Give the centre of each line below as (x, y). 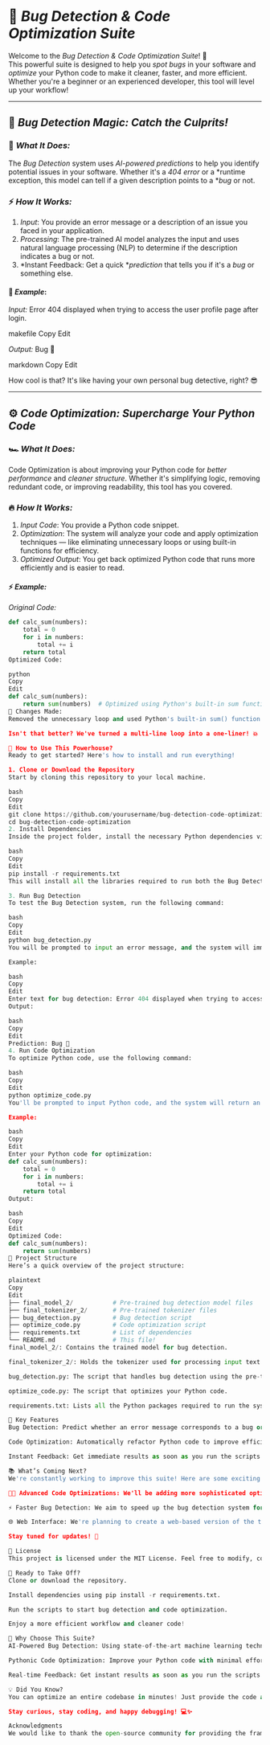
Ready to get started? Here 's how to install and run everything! (122, 756)
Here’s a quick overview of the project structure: (96, 1266)
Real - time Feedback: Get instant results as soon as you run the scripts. (136, 1675)
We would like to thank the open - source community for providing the (127, 1734)
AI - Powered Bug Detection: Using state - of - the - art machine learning (125, 1646)
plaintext (25, 1280)
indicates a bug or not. (57, 256)
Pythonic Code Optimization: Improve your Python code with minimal (125, 1661)
